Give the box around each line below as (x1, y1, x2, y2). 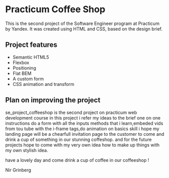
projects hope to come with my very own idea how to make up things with (5, 141, 160, 148)
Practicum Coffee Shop (5, 4, 106, 15)
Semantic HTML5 (12, 54, 49, 60)
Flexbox (12, 60, 29, 66)
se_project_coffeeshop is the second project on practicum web (5, 109, 137, 115)
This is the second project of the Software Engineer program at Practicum (5, 20, 160, 26)
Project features (5, 41, 57, 49)
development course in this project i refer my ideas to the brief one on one (5, 114, 161, 121)
